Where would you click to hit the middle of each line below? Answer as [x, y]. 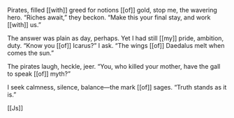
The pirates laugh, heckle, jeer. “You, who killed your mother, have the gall [114, 66]
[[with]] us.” [24, 25]
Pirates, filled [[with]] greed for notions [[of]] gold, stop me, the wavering [112, 10]
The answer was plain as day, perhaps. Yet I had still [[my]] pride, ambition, [116, 38]
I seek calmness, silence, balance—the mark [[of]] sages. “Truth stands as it [117, 87]
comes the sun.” [31, 53]
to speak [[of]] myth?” [39, 74]
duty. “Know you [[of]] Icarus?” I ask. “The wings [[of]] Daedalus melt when [116, 45]
